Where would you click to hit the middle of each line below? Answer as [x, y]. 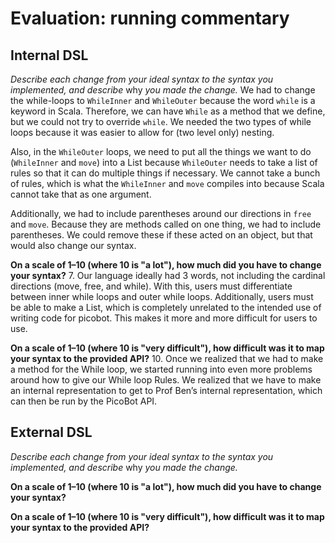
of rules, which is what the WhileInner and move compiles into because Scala [167, 183]
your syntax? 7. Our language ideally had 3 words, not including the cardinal [168, 275]
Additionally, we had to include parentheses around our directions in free [161, 213]
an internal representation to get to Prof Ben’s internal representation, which [166, 390]
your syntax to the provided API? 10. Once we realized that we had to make [167, 358]
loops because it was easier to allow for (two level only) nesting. [142, 132]
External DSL [51, 432]
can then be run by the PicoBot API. [84, 401]
